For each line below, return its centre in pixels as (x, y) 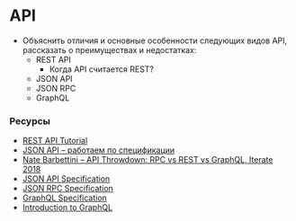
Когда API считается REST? (102, 69)
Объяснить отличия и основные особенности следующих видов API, (155, 40)
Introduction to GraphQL (67, 208)
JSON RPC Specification (68, 189)
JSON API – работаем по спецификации (99, 150)
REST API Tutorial (55, 141)
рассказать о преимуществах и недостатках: (109, 49)
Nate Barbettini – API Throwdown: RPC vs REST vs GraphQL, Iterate (148, 160)
